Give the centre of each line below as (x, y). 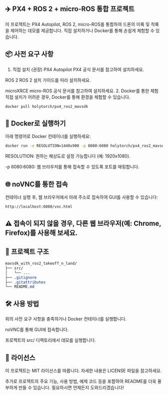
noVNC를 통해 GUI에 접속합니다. (37, 330)
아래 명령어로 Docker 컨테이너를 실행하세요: (48, 137)
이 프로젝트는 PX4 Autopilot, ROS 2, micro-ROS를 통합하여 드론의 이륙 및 (77, 24)
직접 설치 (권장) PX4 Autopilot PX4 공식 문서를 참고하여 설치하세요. (78, 69)
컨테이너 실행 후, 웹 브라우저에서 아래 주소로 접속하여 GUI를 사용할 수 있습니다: (82, 197)
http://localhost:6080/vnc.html (39, 207)
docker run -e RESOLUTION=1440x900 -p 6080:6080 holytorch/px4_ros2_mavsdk (86, 146)
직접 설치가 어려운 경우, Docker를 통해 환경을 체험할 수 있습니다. (68, 97)
